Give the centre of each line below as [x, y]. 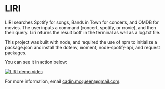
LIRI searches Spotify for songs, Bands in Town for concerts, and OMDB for [82, 22]
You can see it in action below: [36, 62]
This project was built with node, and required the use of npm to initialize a [81, 42]
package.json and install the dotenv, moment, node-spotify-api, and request [82, 47]
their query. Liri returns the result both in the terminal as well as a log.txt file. [83, 32]
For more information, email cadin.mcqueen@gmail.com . [63, 81]
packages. [16, 53]
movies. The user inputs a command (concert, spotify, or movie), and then [81, 27]
